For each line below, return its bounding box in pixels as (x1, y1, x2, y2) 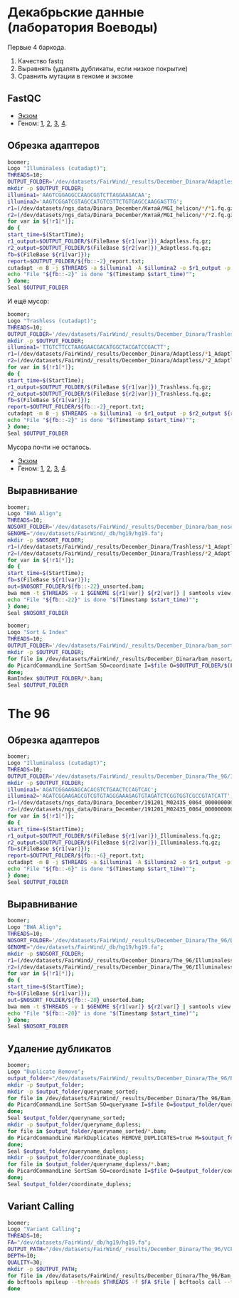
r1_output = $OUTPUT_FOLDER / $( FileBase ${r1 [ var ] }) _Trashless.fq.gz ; (7, 384, 212, 391)
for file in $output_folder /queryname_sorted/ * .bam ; (7, 1127, 167, 1135)
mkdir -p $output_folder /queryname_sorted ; (7, 1088, 139, 1095)
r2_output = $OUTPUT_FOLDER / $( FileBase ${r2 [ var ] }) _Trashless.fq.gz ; (7, 390, 212, 397)
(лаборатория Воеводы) (7, 19, 159, 36)
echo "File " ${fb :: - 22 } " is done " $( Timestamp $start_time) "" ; (7, 596, 199, 603)
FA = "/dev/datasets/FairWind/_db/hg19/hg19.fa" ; (7, 1239, 152, 1246)
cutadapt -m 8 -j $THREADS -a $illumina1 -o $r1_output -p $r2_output (7, 410, 221, 417)
